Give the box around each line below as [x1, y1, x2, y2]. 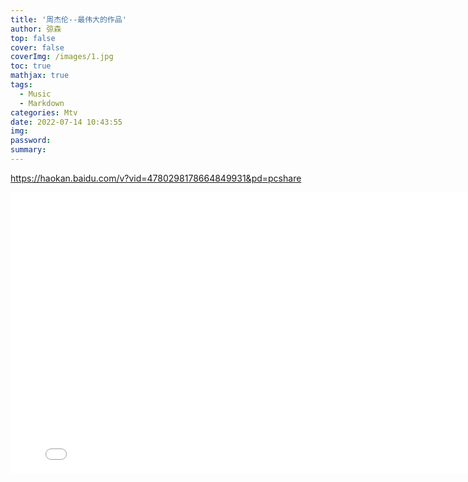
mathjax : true [10, 71, 70, 81]
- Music [19, 89, 52, 99]
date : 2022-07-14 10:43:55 [10, 117, 123, 127]
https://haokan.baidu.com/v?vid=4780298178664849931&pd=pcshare [10, 172, 302, 184]
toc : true [10, 61, 52, 71]
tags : [10, 80, 33, 90]
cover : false [10, 42, 65, 53]
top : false [10, 33, 56, 43]
